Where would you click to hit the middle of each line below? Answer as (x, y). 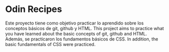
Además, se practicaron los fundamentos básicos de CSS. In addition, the (82, 39)
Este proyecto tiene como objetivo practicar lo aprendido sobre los (74, 23)
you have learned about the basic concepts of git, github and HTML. (76, 33)
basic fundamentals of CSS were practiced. (50, 44)
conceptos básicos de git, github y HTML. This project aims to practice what (84, 28)
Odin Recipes (34, 9)
